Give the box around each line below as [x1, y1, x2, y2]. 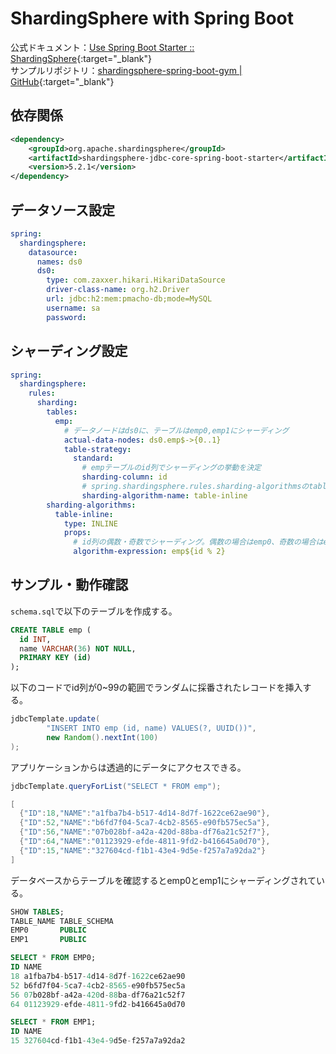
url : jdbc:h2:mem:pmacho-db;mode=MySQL [46, 294, 213, 304]
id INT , [19, 634, 52, 644]
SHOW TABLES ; [10, 907, 65, 917]
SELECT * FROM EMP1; [10, 1017, 97, 1027]
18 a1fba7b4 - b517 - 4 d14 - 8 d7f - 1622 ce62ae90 [10, 971, 186, 981]
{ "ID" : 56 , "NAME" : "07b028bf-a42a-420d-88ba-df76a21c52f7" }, [19, 827, 271, 837]
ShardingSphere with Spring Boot [10, 7, 294, 30]
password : [46, 312, 87, 322]
